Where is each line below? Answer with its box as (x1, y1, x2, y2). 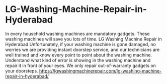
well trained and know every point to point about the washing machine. (5, 51, 152, 58)
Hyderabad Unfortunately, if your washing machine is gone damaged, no (5, 41, 156, 47)
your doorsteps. (5, 67, 39, 73)
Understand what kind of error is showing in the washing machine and (5, 57, 151, 63)
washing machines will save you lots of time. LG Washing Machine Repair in (5, 36, 162, 42)
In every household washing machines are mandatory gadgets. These (5, 30, 150, 36)
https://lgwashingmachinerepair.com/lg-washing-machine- (39, 67, 162, 73)
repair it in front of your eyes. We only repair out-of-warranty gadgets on (5, 62, 156, 68)
